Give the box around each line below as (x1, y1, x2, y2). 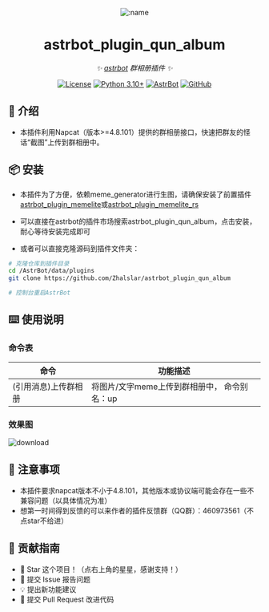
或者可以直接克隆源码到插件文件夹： (19, 243, 140, 253)
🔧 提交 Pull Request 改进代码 (19, 594, 114, 604)
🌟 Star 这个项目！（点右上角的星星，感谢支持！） (19, 564, 183, 573)
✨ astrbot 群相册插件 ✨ (95, 63, 174, 72)
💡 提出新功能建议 (19, 584, 77, 594)
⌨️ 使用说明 (8, 313, 64, 326)
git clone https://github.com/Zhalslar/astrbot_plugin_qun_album (8, 274, 231, 282)
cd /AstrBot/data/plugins (8, 267, 94, 275)
